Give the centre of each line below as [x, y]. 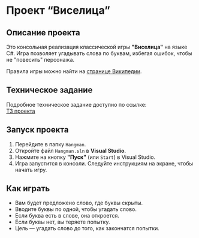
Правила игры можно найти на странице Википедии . [74, 71]
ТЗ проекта [21, 111]
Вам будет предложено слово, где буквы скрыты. [79, 203]
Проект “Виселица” [58, 10]
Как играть [28, 189]
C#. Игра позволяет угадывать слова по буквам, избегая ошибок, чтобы [99, 53]
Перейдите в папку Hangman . [50, 144]
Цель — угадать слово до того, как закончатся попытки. [87, 228]
